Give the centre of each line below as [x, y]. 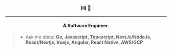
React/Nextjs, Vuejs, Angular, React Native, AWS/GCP [84, 42]
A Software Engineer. [86, 25]
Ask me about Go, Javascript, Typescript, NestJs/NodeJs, [88, 37]
